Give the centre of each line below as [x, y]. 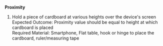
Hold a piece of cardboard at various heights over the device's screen [84, 17]
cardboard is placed [32, 27]
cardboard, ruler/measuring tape [45, 38]
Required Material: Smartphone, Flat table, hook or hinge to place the [83, 33]
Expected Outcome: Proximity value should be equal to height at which [85, 22]
